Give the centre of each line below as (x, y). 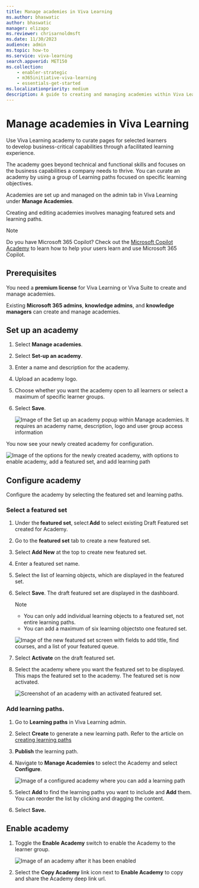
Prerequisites (31, 273)
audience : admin (26, 45)
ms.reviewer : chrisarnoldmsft (44, 34)
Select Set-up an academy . (49, 356)
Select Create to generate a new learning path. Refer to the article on (99, 733)
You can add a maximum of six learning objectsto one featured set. (105, 629)
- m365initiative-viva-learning (57, 78)
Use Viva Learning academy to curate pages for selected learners (86, 140)
